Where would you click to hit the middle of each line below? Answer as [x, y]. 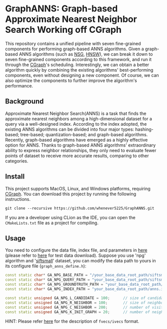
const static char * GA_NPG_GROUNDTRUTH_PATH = [54, 285]
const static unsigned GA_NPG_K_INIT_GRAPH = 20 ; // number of [78, 312]
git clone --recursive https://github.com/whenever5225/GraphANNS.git [80, 208]
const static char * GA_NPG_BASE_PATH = [46, 275]
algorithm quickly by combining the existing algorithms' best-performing [79, 70]
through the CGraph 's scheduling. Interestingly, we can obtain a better [77, 65]
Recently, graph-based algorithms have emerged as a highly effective [77, 140]
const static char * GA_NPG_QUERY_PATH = [48, 280]
